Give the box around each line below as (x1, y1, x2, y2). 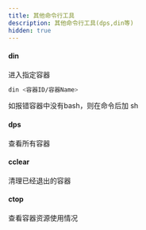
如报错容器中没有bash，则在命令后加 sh (8, 101, 139, 111)
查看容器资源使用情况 (8, 213, 78, 223)
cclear (8, 157, 30, 167)
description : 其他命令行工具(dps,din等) (8, 19, 134, 27)
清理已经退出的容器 (8, 176, 71, 185)
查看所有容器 (8, 138, 50, 148)
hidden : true (8, 26, 52, 34)
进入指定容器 (8, 69, 50, 80)
